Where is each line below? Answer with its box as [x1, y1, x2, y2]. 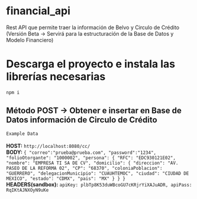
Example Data [6, 131, 38, 137]
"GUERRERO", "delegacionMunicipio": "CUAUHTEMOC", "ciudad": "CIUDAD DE [6, 170, 189, 176]
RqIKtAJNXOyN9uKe [6, 187, 49, 193]
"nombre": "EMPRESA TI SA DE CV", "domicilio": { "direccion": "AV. [6, 160, 179, 166]
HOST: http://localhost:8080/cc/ [6, 142, 91, 149]
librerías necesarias [6, 70, 106, 84]
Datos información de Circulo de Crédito [6, 115, 158, 125]
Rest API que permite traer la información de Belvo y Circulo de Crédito [6, 24, 179, 31]
